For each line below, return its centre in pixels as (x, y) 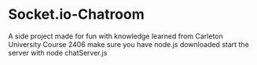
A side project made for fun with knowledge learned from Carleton (116, 36)
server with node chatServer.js (58, 52)
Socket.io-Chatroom (77, 14)
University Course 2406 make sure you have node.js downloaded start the (128, 44)
